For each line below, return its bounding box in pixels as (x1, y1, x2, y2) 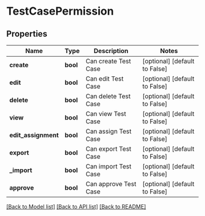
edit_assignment (9, 131, 59, 139)
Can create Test (85, 57, 131, 65)
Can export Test (85, 145, 132, 153)
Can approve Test (85, 180, 137, 188)
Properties (6, 29, 48, 39)
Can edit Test (85, 74, 124, 83)
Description (93, 47, 129, 55)
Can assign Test (85, 127, 132, 135)
